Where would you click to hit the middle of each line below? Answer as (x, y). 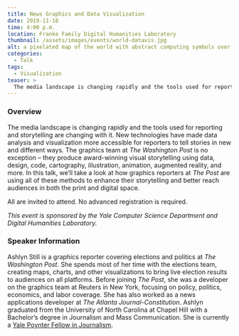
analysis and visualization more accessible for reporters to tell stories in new (119, 142)
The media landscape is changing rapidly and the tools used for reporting (115, 127)
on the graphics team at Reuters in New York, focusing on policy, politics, (115, 287)
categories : (25, 54)
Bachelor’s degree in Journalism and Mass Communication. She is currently (118, 317)
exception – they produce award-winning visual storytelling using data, (111, 157)
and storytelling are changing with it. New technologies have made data (112, 135)
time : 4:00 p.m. (31, 27)
